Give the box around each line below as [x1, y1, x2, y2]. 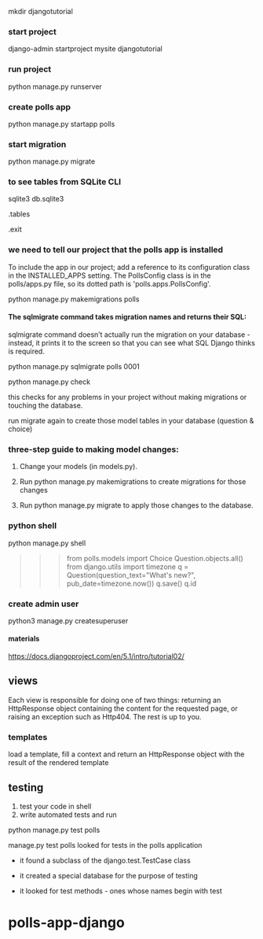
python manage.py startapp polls [8, 119, 115, 128]
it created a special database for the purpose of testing [19, 871, 198, 880]
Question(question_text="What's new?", [66, 570, 196, 579]
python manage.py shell [8, 538, 86, 548]
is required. [8, 346, 45, 356]
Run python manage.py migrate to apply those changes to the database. [19, 501, 254, 510]
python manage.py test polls [8, 826, 100, 834]
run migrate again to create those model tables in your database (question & [8, 416, 254, 425]
